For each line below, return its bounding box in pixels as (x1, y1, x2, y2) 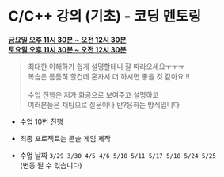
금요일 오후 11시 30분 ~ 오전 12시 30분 (8, 35, 127, 44)
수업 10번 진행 (19, 117, 63, 126)
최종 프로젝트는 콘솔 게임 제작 (19, 133, 111, 143)
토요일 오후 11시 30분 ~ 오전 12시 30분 (8, 44, 127, 54)
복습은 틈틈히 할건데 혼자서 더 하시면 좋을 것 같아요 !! (27, 71, 190, 81)
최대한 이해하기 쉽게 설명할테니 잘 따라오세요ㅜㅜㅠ (27, 61, 184, 71)
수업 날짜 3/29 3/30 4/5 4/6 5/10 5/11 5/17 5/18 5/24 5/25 (19, 150, 216, 160)
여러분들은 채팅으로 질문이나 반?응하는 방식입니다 (27, 100, 180, 110)
